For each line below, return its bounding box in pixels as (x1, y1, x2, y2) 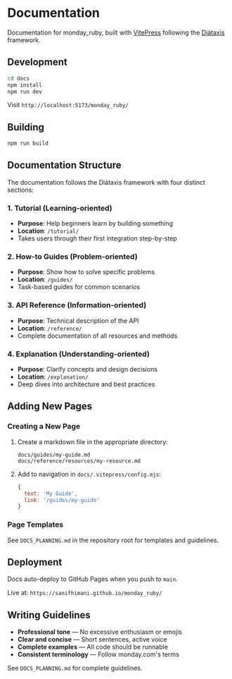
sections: (7, 185, 34, 194)
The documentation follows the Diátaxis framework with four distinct (7, 178, 206, 186)
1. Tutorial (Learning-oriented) (7, 203, 112, 213)
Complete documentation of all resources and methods (17, 331, 178, 340)
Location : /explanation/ (17, 372, 89, 381)
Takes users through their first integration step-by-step (17, 234, 177, 243)
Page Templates (7, 520, 64, 530)
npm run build (7, 140, 49, 147)
